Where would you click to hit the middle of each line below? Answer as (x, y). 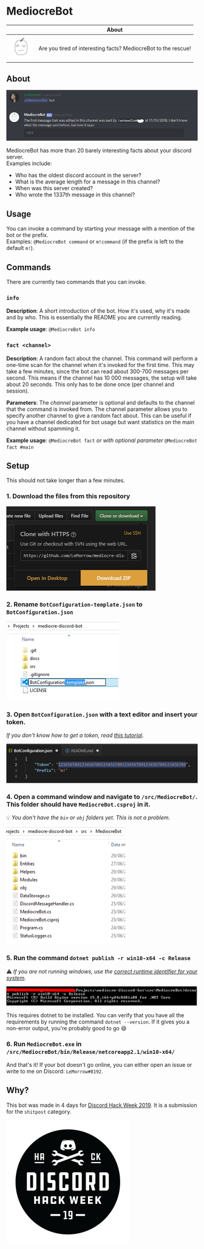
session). (18, 391)
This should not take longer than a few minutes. (66, 480)
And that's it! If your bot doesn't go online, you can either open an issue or (99, 1064)
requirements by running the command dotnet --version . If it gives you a (98, 1022)
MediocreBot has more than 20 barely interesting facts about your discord (99, 151)
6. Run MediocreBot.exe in (44, 1044)
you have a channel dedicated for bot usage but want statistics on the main (100, 422)
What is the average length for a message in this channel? (87, 182)
